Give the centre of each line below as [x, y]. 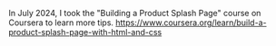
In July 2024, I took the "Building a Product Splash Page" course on [135, 13]
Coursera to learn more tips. [61, 23]
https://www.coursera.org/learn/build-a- [191, 23]
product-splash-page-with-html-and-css [85, 32]
